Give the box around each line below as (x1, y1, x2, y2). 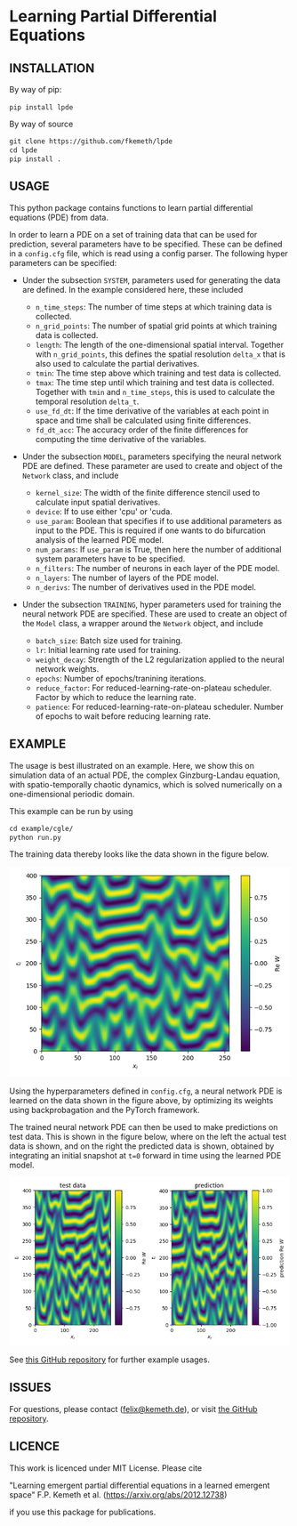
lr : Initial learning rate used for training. (35, 644, 181, 655)
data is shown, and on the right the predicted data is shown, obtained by (9, 1141, 275, 1151)
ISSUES (9, 1380, 52, 1395)
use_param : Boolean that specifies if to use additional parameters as (35, 515, 283, 526)
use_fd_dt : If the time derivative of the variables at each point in (35, 405, 269, 416)
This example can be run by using (9, 805, 133, 816)
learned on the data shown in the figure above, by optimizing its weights (9, 1094, 274, 1105)
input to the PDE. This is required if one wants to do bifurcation (35, 525, 267, 536)
